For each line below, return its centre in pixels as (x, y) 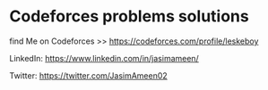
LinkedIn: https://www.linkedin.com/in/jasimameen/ (104, 58)
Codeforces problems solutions (129, 16)
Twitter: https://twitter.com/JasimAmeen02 (88, 75)
